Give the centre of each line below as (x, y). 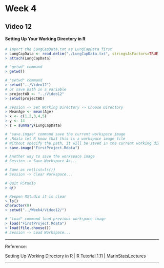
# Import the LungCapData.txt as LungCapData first (59, 49)
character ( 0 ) (18, 206)
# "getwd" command (24, 67)
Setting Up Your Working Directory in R (45, 39)
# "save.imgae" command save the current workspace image (65, 134)
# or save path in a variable (36, 89)
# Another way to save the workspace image (50, 156)
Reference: (16, 246)
